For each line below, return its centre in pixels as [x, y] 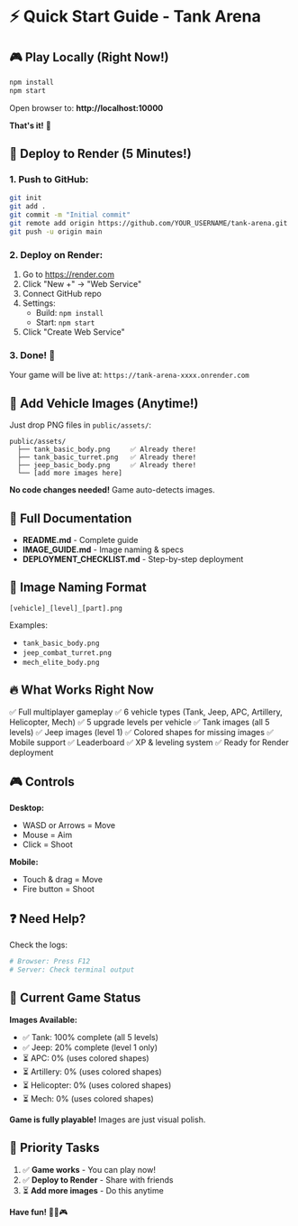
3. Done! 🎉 [32, 355]
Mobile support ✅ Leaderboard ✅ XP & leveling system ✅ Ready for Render [149, 742]
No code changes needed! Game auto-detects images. [112, 490]
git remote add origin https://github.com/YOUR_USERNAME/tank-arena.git [149, 224]
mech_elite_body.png [61, 662]
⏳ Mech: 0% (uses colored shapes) [88, 1098]
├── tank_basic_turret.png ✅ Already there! [107, 457]
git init [26, 198]
